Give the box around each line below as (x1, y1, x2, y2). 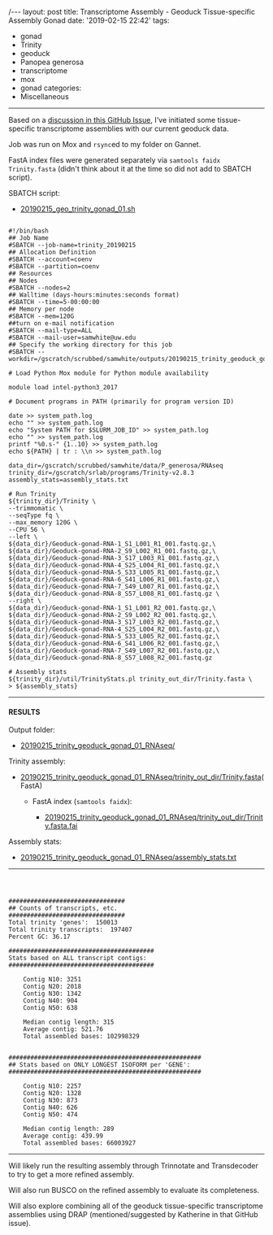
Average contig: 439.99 (23, 1132, 104, 1141)
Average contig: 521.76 (23, 1025, 104, 1033)
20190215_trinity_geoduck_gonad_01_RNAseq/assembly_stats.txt (19, 853, 237, 863)
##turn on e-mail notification (8, 320, 115, 328)
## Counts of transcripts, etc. (8, 904, 118, 913)
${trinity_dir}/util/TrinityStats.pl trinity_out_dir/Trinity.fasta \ (8, 675, 253, 683)
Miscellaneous (19, 92, 69, 101)
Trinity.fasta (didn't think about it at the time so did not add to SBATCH (8, 164, 252, 173)
